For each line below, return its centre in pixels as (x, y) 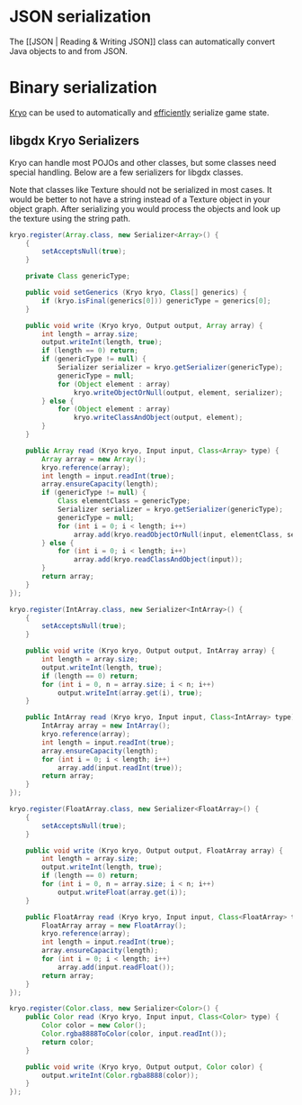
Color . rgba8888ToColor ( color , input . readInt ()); (134, 1034)
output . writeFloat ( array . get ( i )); (122, 892)
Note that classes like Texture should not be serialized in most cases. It (141, 189)
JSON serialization (80, 17)
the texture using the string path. (70, 218)
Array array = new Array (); (94, 459)
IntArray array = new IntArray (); (106, 726)
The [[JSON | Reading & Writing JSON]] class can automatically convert (142, 41)
